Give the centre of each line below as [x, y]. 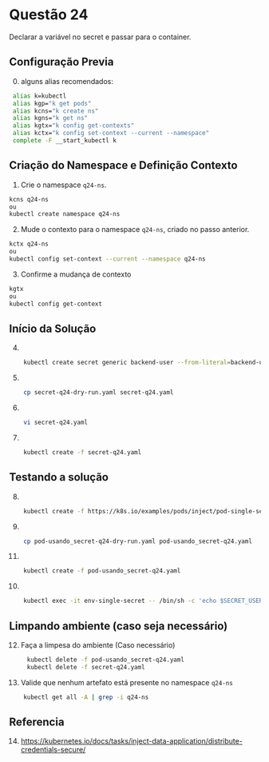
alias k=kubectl [40, 96]
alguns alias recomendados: [67, 81]
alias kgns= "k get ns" [50, 118]
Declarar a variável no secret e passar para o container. [100, 37]
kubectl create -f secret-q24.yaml [83, 453]
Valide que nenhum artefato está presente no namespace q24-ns [127, 682]
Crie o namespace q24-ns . [63, 185]
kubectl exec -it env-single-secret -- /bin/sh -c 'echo [120, 601]
